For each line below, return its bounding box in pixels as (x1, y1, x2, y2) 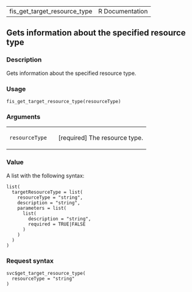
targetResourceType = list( (12, 189, 84, 195)
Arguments (6, 112, 41, 121)
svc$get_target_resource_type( (6, 270, 86, 276)
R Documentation (98, 7, 148, 15)
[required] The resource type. (58, 134, 143, 142)
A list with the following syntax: (6, 172, 85, 179)
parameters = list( (17, 205, 67, 211)
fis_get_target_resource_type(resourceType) (6, 98, 121, 104)
